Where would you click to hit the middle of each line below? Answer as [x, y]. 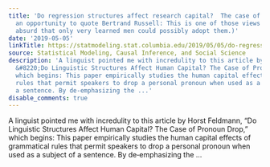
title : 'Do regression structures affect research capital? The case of [135, 16]
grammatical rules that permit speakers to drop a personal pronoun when [129, 146]
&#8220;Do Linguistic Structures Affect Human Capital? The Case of [133, 68]
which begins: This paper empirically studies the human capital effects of [130, 138]
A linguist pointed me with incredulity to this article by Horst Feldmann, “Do [133, 120]
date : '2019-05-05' [41, 38]
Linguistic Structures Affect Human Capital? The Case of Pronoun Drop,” [128, 129]
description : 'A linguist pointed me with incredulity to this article [131, 61]
